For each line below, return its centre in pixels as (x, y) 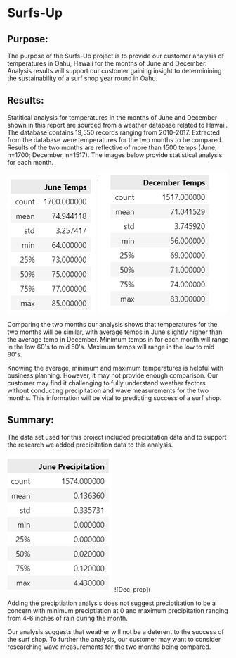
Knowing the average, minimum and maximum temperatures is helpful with (116, 368)
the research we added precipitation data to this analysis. (90, 445)
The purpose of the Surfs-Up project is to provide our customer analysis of (116, 56)
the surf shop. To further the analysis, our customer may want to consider (114, 639)
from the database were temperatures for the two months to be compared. (115, 139)
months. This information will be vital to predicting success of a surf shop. (114, 398)
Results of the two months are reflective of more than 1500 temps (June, (112, 147)
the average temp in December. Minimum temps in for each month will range (118, 339)
